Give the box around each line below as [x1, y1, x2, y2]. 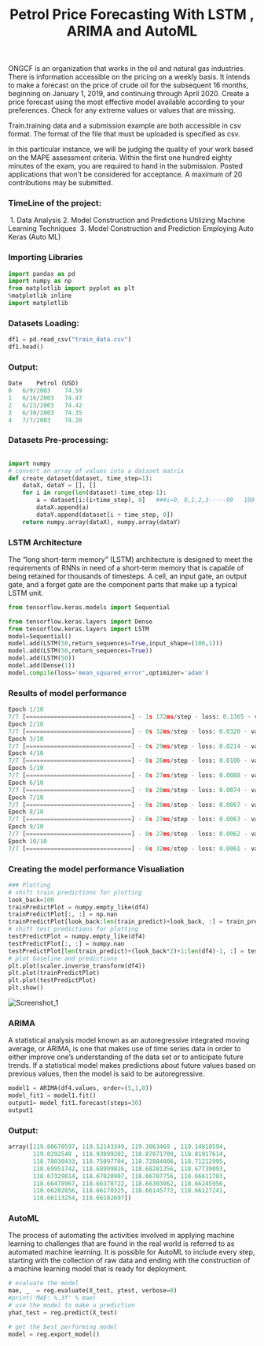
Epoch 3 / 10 [8, 734, 44, 742]
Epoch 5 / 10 [8, 764, 44, 772]
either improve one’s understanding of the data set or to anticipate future [8, 1052, 244, 1062]
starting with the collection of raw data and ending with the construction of [8, 1255, 251, 1266]
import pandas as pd [8, 270, 76, 277]
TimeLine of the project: [8, 197, 102, 208]
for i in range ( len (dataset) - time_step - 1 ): [22, 489, 167, 497]
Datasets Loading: [8, 318, 80, 329]
